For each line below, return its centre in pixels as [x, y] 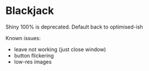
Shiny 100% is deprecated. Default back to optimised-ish [74, 27]
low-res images [33, 62]
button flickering [34, 55]
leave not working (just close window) [60, 49]
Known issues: [23, 38]
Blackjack [30, 11]
